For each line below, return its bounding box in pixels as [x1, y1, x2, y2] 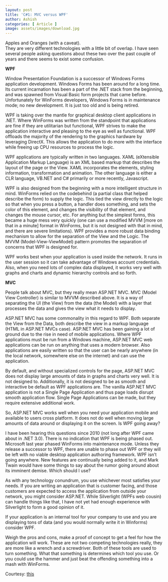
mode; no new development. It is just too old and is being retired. [5, 102, 139, 108]
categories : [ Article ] [5, 21, 57, 27]
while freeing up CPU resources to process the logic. [5, 144, 114, 150]
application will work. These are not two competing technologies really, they [5, 540, 162, 546]
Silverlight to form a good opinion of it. [5, 504, 85, 510]
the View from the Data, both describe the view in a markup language [5, 320, 149, 327]
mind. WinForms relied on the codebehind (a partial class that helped [5, 190, 148, 197]
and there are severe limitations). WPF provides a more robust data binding [5, 228, 160, 234]
